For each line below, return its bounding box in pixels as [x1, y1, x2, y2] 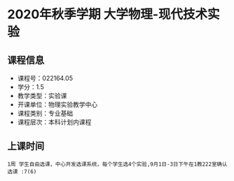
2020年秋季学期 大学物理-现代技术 [7, 6, 208, 22]
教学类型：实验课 [17, 92, 67, 100]
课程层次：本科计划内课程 [17, 118, 92, 126]
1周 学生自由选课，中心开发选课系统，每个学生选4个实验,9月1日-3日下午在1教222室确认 [7, 161, 228, 168]
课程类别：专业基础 [17, 109, 74, 117]
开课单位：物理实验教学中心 [17, 100, 98, 109]
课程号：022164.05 [17, 74, 74, 82]
